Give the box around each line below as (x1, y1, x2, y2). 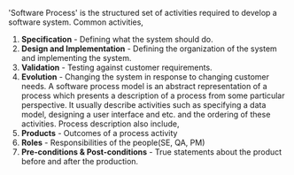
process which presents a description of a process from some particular (20, 90, 285, 101)
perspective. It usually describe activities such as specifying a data (20, 100, 267, 110)
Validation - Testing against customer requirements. (20, 62, 213, 72)
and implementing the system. (20, 53, 132, 63)
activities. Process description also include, (20, 118, 180, 129)
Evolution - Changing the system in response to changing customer (20, 72, 269, 82)
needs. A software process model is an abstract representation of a (20, 81, 267, 91)
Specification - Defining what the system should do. (20, 34, 213, 44)
